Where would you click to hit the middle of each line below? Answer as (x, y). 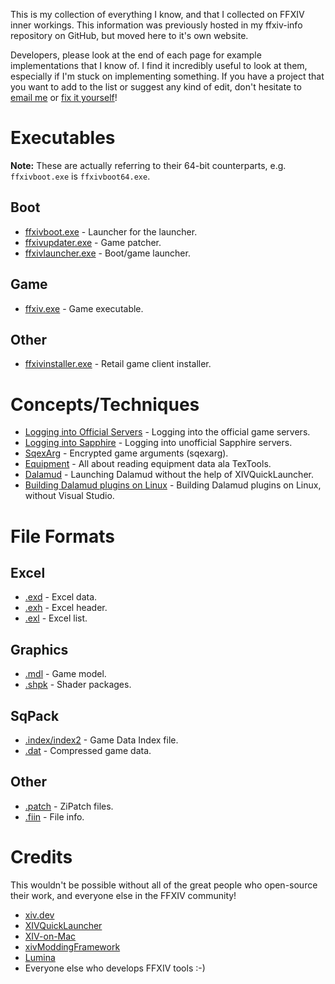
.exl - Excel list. (56, 618)
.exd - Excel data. (61, 597)
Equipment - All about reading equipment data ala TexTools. (148, 464)
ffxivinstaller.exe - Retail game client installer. (118, 364)
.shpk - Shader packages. (78, 685)
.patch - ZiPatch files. (69, 806)
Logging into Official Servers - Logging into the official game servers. (167, 432)
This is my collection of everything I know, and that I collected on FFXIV (157, 14)
